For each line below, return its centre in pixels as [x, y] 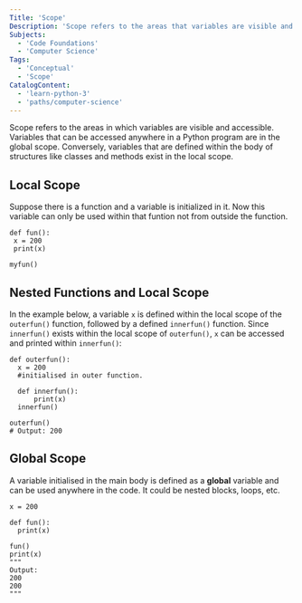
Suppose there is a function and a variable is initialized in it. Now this [137, 207]
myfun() [24, 265]
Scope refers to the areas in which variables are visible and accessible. [142, 128]
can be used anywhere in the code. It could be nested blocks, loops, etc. [145, 490]
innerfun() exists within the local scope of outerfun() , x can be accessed [147, 333]
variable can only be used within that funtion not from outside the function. [149, 216]
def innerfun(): [48, 391]
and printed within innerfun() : [66, 343]
